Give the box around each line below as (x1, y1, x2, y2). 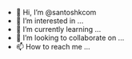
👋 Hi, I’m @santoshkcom (15, 8, 97, 17)
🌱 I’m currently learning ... (15, 25, 102, 33)
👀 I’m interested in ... (15, 16, 84, 26)
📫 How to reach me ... (15, 42, 90, 51)
